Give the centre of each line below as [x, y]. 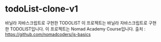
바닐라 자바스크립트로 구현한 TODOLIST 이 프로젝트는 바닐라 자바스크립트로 [76, 23]
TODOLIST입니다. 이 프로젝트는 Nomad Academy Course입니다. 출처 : [78, 29]
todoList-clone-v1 [42, 9]
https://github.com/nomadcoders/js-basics [48, 34]
